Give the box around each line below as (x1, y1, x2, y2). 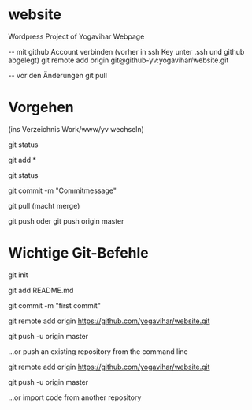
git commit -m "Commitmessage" (8, 186, 117, 195)
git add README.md (8, 285, 74, 295)
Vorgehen (8, 99, 74, 116)
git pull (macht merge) (8, 201, 80, 210)
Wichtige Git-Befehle (8, 244, 150, 262)
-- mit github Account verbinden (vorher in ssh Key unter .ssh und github (8, 47, 245, 56)
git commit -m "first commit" (8, 300, 101, 310)
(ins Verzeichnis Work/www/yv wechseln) (8, 124, 144, 134)
